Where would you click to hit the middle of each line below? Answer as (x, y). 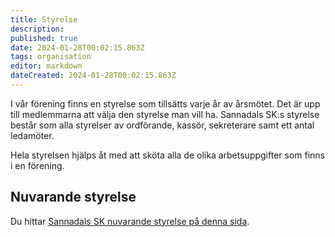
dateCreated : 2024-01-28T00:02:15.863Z (93, 76)
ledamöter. (32, 135)
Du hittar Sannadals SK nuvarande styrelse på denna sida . (130, 221)
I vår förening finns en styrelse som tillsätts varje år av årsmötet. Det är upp (165, 103)
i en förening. (37, 165)
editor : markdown (46, 66)
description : (37, 29)
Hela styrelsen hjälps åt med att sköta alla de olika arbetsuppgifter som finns (168, 155)
